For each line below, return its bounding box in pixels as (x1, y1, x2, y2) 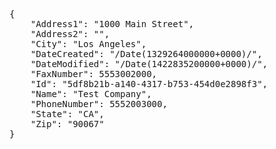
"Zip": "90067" (30, 119, 105, 129)
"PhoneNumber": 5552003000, (30, 99, 168, 109)
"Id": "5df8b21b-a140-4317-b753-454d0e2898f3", (30, 79, 269, 89)
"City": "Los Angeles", (30, 39, 147, 49)
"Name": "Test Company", (30, 89, 152, 99)
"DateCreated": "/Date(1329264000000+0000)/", (30, 49, 263, 59)
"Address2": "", (30, 29, 111, 39)
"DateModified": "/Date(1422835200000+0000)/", (30, 59, 269, 69)
